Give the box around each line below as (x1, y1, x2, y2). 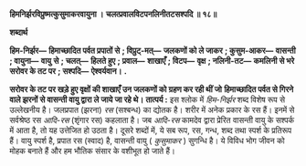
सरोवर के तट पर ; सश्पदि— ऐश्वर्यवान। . (9, 66, 128, 77)
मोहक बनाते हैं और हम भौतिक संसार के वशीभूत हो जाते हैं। (9, 146, 175, 156)
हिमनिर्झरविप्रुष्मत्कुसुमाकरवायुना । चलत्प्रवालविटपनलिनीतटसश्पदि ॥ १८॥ (9, 9, 217, 19)
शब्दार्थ (9, 27, 28, 37)
